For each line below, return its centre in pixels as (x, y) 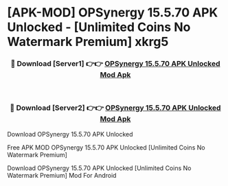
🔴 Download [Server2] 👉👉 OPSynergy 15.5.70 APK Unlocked (115, 108)
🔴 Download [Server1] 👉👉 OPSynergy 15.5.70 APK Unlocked (115, 64)
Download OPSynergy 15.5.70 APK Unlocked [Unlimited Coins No (99, 168)
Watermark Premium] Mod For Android (62, 175)
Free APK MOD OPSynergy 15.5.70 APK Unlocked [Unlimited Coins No (106, 147)
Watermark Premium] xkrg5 (88, 42)
